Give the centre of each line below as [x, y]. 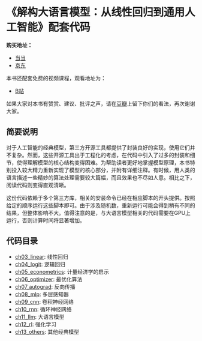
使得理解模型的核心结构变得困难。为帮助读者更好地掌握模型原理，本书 [103, 162]
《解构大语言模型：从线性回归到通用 [96, 12]
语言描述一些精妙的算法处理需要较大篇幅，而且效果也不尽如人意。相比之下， [101, 177]
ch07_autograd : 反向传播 [45, 286]
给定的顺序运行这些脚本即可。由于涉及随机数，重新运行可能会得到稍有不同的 [101, 205]
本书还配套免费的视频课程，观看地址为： [56, 78]
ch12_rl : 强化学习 [36, 324]
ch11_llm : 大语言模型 [40, 316]
